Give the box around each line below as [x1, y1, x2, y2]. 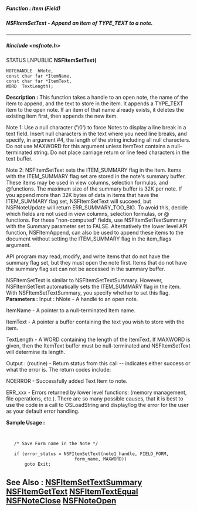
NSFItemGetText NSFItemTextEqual [6, 486, 138, 496]
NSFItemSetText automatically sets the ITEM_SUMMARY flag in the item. [6, 283, 181, 290]
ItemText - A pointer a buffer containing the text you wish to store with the [6, 318, 185, 326]
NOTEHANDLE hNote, [6, 68, 54, 74]
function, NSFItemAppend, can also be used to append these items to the [6, 229, 184, 236]
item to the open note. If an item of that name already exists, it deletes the [6, 106, 185, 113]
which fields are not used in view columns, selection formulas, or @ [6, 211, 169, 218]
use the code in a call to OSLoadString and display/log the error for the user [6, 402, 189, 409]
